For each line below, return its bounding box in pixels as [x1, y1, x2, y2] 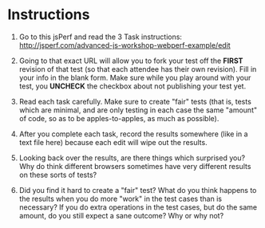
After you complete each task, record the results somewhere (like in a [18, 129, 248, 139]
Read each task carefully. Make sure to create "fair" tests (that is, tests [18, 96, 252, 106]
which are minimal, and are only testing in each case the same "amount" [18, 105, 257, 115]
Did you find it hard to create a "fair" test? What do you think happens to [18, 185, 257, 195]
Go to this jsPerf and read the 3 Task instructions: [18, 32, 183, 41]
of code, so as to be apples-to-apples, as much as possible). [18, 113, 220, 123]
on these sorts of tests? [18, 170, 97, 179]
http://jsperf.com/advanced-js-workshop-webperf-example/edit [18, 40, 231, 49]
